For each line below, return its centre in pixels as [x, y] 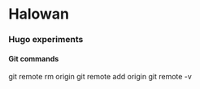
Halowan [39, 14]
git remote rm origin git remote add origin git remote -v [100, 77]
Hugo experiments [46, 40]
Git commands [34, 58]
